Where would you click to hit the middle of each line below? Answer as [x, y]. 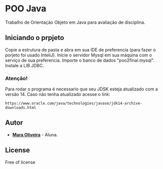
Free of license [20, 162]
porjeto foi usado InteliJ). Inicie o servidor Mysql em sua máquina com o [79, 55]
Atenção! [17, 78]
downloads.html [21, 108]
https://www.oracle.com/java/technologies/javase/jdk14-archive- [74, 104]
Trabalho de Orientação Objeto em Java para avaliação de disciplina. [75, 22]
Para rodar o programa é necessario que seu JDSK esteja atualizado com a [81, 89]
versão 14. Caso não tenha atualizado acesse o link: [58, 94]
